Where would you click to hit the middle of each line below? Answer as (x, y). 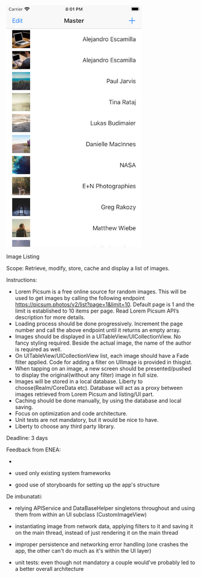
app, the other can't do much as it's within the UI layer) (83, 551)
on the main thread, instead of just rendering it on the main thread (97, 533)
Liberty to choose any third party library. (65, 426)
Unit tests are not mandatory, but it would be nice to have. (87, 420)
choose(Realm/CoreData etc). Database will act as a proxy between (99, 388)
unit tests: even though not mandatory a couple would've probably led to (105, 563)
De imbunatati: (24, 496)
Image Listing (23, 257)
